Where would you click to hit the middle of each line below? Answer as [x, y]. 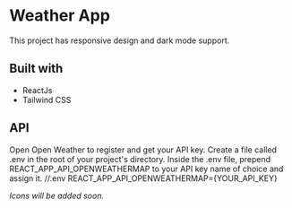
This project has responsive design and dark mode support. [120, 40]
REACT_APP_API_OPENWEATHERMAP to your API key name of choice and [146, 169]
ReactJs [37, 90]
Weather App [60, 16]
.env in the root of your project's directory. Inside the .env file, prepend [140, 159]
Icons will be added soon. [57, 195]
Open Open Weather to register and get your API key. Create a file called [143, 150]
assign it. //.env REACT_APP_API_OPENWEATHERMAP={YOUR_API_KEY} [143, 178]
